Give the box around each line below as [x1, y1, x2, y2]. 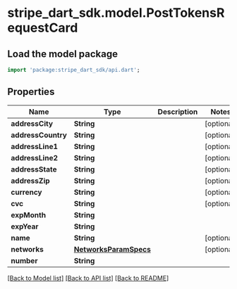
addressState [11, 164, 57, 174]
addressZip [11, 176, 51, 186]
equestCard [7, 20, 78, 36]
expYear [11, 221, 39, 231]
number [11, 255, 38, 265]
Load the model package [7, 48, 119, 60]
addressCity [11, 118, 54, 128]
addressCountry [11, 130, 67, 140]
